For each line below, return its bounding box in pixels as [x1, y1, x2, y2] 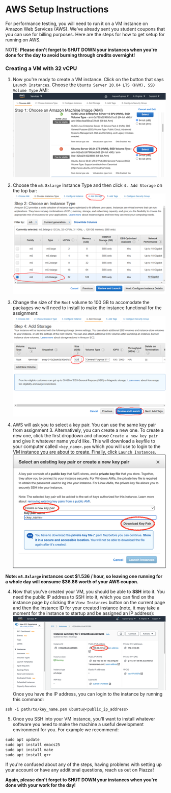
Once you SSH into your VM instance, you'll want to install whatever [12, 715, 155, 722]
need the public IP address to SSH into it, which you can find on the [12, 593, 154, 600]
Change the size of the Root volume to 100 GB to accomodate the [12, 299, 150, 305]
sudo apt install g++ [5, 752, 51, 757]
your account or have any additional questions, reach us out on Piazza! [5, 766, 154, 773]
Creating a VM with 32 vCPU [5, 65, 77, 72]
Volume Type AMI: [12, 87, 49, 93]
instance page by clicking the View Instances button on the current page [12, 599, 165, 605]
